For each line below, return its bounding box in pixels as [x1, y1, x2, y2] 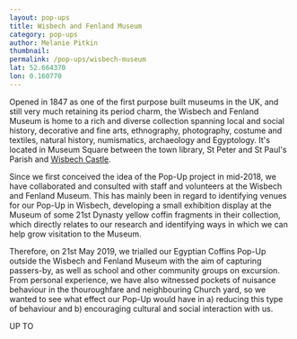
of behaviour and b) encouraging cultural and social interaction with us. [9, 303, 274, 314]
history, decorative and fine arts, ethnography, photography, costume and [9, 125, 283, 136]
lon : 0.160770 [9, 72, 63, 81]
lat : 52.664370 [9, 64, 66, 73]
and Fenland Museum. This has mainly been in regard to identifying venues [9, 190, 287, 201]
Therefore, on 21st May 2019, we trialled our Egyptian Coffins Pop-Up [9, 245, 266, 256]
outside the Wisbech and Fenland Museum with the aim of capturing [9, 255, 262, 266]
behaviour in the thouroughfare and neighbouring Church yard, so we [9, 284, 266, 295]
